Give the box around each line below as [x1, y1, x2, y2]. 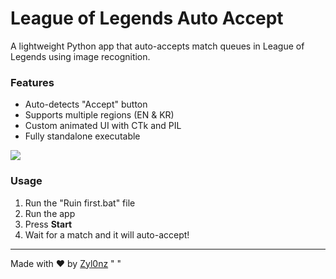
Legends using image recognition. [10, 50, 151, 62]
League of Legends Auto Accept [10, 7, 284, 30]
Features [10, 75, 55, 89]
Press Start [24, 218, 73, 230]
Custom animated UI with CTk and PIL [24, 120, 182, 132]
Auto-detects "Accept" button [24, 98, 148, 111]
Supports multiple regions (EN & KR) [24, 109, 175, 121]
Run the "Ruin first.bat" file [24, 197, 136, 209]
